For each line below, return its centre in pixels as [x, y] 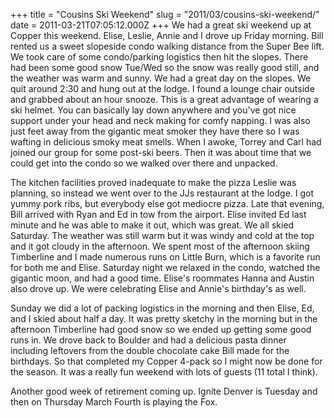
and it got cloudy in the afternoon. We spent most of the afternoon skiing [160, 246]
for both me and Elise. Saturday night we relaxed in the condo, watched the [165, 267]
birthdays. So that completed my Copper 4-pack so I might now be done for [166, 361]
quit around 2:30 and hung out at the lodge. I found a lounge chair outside [162, 88]
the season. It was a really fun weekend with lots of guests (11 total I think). [164, 372]
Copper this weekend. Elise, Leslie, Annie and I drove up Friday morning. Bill [167, 35]
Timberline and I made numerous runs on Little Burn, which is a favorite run [165, 257]
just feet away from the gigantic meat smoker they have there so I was [155, 131]
